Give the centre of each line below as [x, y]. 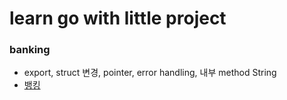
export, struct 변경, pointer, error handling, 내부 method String [150, 73]
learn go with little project [118, 18]
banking [30, 50]
